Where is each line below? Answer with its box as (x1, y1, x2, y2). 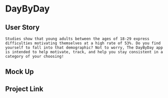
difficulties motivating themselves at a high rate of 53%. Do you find (5, 41, 161, 46)
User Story (5, 23, 40, 32)
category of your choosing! (5, 54, 64, 59)
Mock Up (5, 67, 34, 76)
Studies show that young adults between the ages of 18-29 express (5, 36, 150, 41)
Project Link (5, 84, 44, 93)
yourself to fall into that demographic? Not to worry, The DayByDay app (5, 45, 163, 50)
